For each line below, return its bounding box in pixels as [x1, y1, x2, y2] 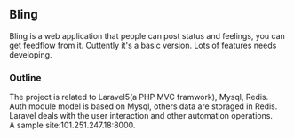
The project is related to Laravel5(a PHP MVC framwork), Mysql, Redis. [9, 92, 269, 103]
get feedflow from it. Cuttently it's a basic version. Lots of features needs [9, 40, 277, 50]
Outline [9, 71, 42, 83]
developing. [9, 49, 52, 60]
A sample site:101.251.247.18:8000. [9, 120, 136, 131]
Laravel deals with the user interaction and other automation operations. [9, 111, 274, 121]
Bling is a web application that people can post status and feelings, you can [9, 30, 286, 41]
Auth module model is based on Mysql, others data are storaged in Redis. [9, 101, 278, 112]
